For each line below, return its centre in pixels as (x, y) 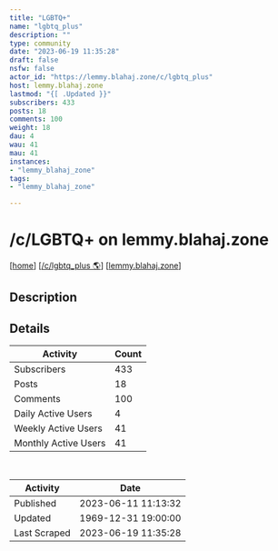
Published (35, 504)
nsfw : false (32, 69)
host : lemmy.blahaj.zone (56, 85)
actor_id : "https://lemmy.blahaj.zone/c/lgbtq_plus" (111, 77)
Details (30, 328)
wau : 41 (24, 145)
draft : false (34, 60)
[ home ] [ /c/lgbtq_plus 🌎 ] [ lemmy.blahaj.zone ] (95, 265)
